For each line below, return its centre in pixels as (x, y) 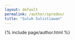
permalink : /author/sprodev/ (35, 14)
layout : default (21, 10)
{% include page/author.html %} (37, 33)
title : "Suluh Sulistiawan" (34, 19)
